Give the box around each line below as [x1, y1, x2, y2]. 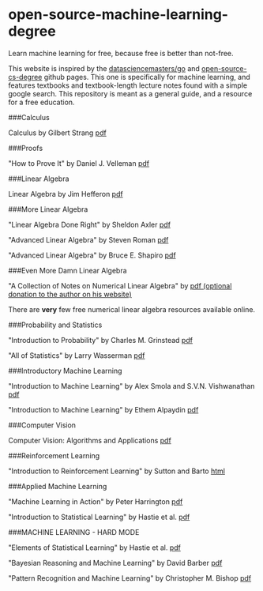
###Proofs [8, 143, 43, 152]
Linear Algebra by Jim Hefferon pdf [8, 189, 124, 198]
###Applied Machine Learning [8, 481, 107, 491]
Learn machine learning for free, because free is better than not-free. [8, 48, 235, 58]
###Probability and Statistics [8, 320, 103, 329]
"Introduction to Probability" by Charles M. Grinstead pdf [8, 335, 193, 344]
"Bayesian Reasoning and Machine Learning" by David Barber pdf [8, 558, 223, 567]
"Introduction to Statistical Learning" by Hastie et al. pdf [8, 512, 190, 521]
